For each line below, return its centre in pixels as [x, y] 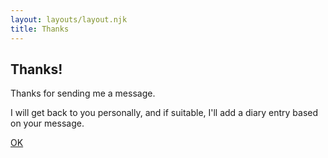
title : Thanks [40, 29]
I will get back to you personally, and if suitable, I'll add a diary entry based [164, 113]
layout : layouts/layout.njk [69, 19]
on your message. [47, 123]
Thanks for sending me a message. [83, 93]
